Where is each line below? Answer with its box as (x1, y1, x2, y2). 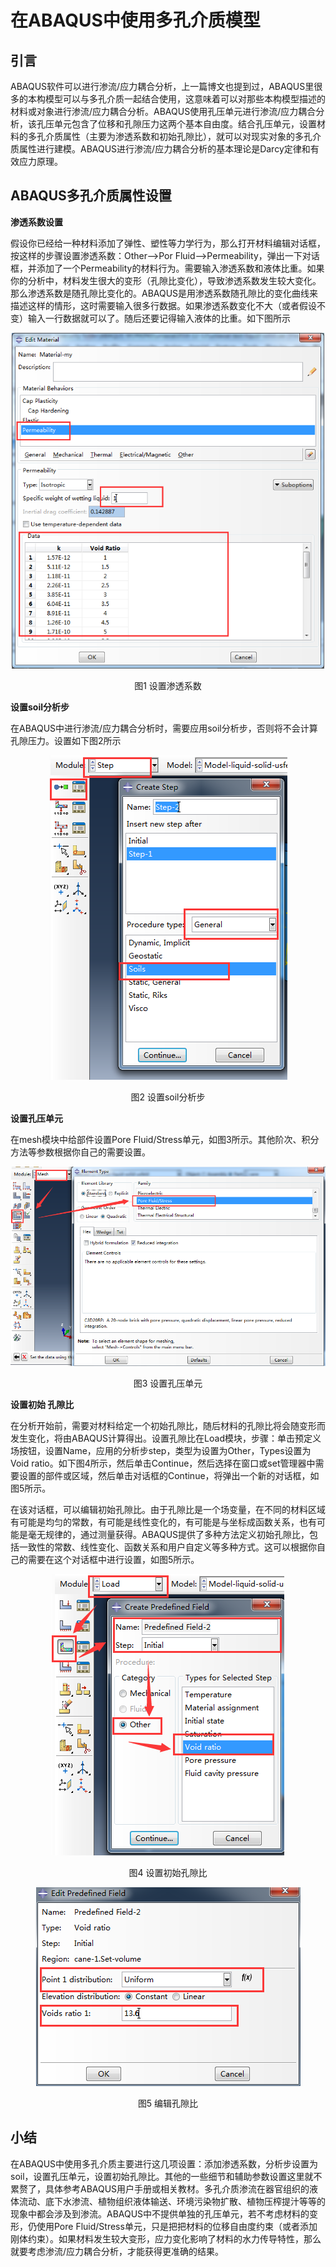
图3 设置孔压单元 (133, 1377, 203, 1389)
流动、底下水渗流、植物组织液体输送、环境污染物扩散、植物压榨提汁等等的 (18, 2195, 326, 2207)
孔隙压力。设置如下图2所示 (10, 734, 122, 746)
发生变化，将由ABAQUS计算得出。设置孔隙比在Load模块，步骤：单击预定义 (10, 1432, 322, 1444)
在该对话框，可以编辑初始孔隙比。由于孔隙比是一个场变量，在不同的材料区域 (10, 1503, 326, 1515)
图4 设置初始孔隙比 (128, 1866, 208, 1878)
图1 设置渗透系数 (134, 679, 202, 691)
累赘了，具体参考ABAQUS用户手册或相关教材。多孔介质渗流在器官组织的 (10, 2182, 310, 2195)
